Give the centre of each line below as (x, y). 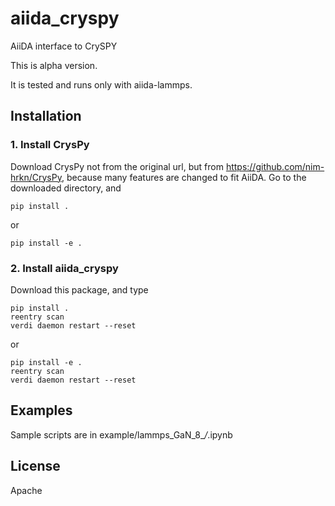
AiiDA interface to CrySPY (64, 46)
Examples (41, 410)
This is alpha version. (54, 65)
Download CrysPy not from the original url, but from (117, 166)
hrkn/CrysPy (36, 177)
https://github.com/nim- (275, 166)
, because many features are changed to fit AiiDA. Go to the (184, 177)
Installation (46, 116)
